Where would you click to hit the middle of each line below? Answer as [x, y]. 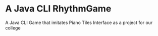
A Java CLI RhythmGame [58, 9]
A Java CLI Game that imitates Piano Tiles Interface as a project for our [79, 22]
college [13, 27]
